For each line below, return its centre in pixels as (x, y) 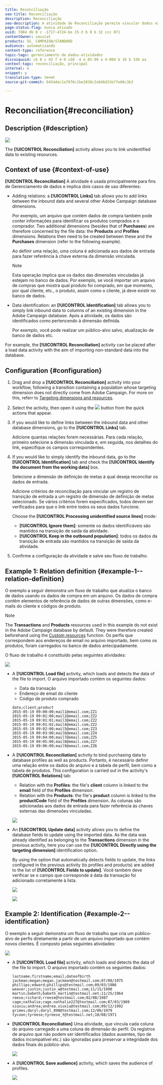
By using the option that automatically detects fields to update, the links (83, 860)
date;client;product (33, 708)
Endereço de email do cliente (48, 694)
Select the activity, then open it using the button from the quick (78, 408)
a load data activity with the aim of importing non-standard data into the (77, 350)
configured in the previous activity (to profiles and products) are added (83, 865)
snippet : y (16, 73)
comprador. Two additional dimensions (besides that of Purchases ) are (83, 226)
